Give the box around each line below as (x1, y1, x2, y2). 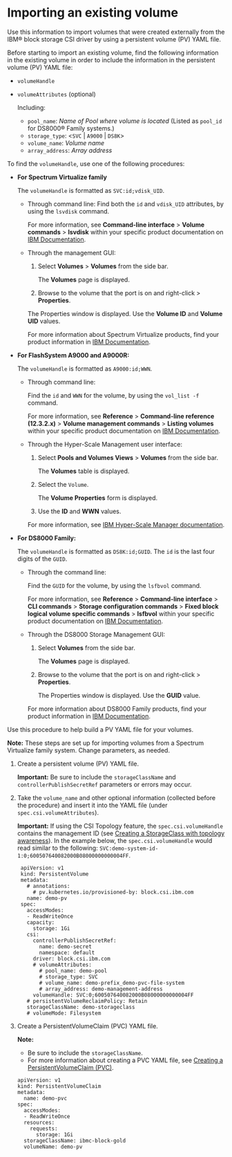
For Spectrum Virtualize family (17, 173, 107, 181)
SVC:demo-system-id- (99, 845, 159, 852)
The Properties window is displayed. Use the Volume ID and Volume (27, 309, 223, 317)
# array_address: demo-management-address (39, 985, 164, 992)
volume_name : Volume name (27, 138, 105, 147)
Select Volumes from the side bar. (37, 643, 136, 651)
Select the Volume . (37, 480, 89, 488)
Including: (17, 103, 46, 111)
